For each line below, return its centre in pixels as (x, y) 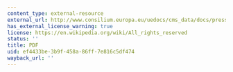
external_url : (28, 20)
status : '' (23, 39)
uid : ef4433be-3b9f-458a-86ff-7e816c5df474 (71, 52)
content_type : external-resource (55, 13)
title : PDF (23, 45)
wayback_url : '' (31, 58)
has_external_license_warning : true (60, 26)
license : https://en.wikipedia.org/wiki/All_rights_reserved (97, 33)
